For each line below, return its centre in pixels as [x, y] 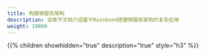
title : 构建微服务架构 [36, 13]
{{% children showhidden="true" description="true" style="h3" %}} [103, 46]
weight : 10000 [27, 26]
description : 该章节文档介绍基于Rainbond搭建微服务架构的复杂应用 [93, 20]
